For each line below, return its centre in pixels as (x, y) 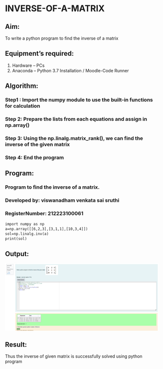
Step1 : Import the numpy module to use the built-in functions (79, 100)
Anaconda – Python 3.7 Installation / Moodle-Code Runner (70, 70)
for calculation (23, 106)
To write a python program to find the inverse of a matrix (62, 38)
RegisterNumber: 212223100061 (44, 214)
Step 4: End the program (35, 157)
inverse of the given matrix (37, 144)
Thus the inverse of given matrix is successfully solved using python (74, 356)
